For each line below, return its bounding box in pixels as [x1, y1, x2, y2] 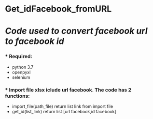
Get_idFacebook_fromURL [5, 3, 112, 15]
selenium [12, 74, 30, 80]
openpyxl [12, 69, 31, 75]
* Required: [5, 53, 33, 60]
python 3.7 [12, 64, 34, 70]
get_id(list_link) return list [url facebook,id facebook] [12, 108, 117, 114]
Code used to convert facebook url [5, 26, 148, 37]
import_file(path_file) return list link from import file [12, 103, 113, 109]
